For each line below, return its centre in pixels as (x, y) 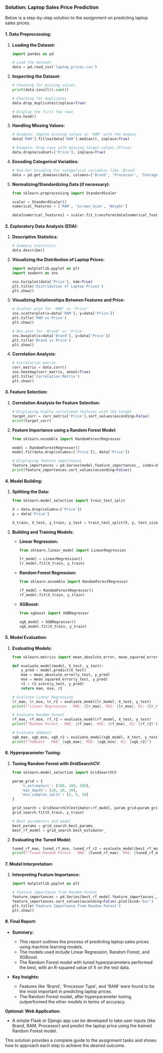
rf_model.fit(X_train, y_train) (52, 595)
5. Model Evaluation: (26, 637)
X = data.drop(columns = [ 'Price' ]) (47, 509)
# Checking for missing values (44, 85)
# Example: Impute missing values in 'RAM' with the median (74, 134)
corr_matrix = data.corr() (39, 368)
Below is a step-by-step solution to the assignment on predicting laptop (76, 18)
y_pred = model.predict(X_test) (54, 670)
